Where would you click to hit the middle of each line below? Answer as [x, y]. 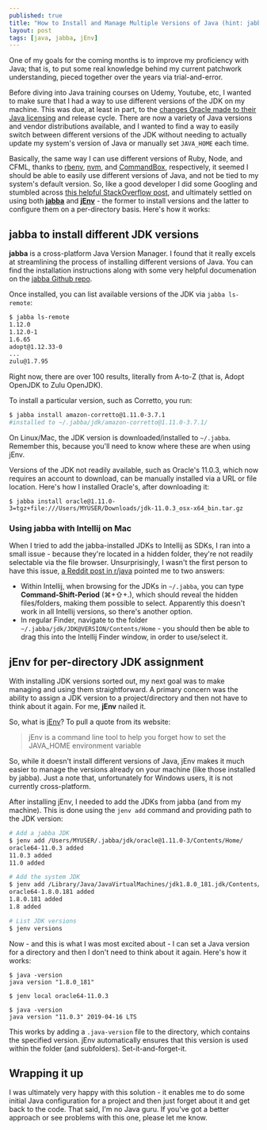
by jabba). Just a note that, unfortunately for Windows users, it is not [121, 778]
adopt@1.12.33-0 [36, 346]
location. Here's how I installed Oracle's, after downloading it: [109, 486]
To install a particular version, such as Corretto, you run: [101, 401]
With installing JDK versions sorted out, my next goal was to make [117, 681]
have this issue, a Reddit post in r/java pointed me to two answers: [117, 571]
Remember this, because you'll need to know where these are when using [130, 446]
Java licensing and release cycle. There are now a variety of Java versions [131, 118]
